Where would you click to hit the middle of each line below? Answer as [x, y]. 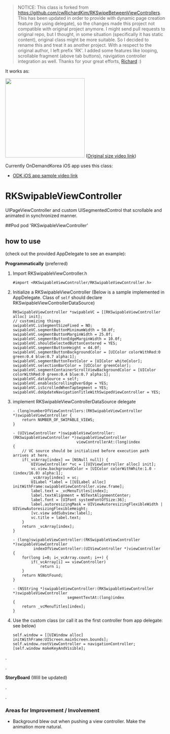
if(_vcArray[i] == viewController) [69, 562]
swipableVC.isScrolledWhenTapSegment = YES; [60, 388]
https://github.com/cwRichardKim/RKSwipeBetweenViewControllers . [89, 13]
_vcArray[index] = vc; [55, 477]
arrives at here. [31, 455]
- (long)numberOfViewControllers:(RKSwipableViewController [77, 411]
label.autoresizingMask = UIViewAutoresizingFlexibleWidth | [97, 504]
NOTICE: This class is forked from [53, 7]
